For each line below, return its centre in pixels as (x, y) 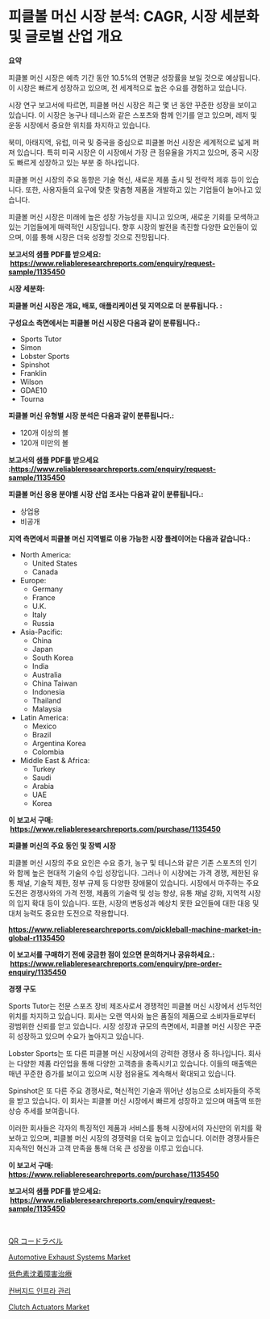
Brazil (42, 734)
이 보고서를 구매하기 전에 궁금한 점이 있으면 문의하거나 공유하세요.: (112, 954)
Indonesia (48, 691)
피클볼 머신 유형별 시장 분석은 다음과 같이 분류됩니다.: (91, 415)
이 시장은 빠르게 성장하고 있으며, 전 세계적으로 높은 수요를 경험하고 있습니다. (128, 88)
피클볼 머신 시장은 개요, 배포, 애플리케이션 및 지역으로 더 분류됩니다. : (116, 305)
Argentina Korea (59, 743)
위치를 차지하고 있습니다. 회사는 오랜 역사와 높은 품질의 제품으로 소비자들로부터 (132, 1016)
